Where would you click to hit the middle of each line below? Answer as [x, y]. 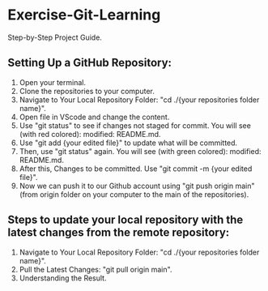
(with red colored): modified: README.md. [90, 134]
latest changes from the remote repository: [119, 233]
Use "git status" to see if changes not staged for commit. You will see [135, 125]
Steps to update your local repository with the [125, 220]
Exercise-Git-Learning [84, 15]
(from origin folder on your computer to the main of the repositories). [134, 194]
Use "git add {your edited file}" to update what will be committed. [128, 143]
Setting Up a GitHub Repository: [89, 63]
